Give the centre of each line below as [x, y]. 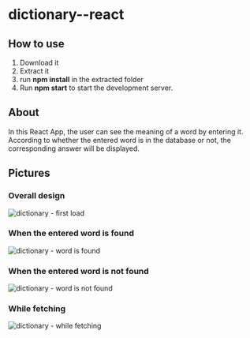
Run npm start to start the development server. [96, 88]
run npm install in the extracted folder [82, 79]
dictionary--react [66, 15]
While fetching [37, 309]
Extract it [34, 71]
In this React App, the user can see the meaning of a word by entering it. [126, 131]
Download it [39, 62]
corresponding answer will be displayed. [74, 148]
